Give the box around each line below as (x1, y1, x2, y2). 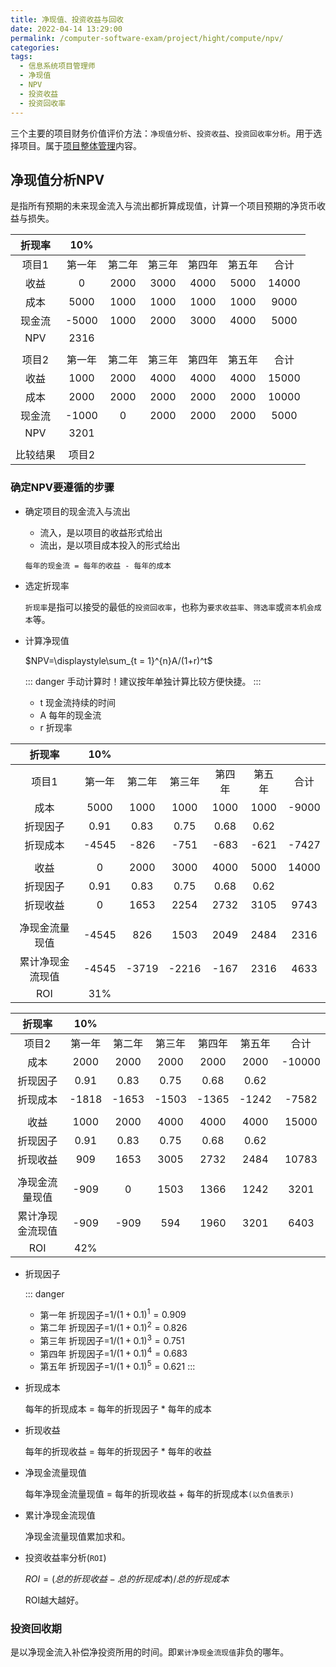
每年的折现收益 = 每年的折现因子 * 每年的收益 (24, 1445, 212, 1457)
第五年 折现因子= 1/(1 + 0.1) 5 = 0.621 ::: (39, 1359, 196, 1372)
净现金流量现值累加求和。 (24, 1530, 131, 1542)
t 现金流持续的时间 (39, 696, 117, 708)
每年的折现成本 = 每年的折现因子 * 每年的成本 (24, 1402, 212, 1415)
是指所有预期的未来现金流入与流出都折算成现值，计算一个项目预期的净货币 (10, 200, 317, 212)
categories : (10, 42, 60, 53)
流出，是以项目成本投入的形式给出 (39, 539, 181, 551)
